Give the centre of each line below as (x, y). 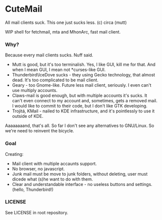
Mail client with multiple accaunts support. (54, 164)
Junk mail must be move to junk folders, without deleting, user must (80, 174)
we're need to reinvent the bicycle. (40, 131)
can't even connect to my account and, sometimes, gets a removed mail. (85, 101)
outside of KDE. (28, 116)
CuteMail (24, 9)
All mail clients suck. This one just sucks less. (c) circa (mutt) (66, 22)
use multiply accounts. (35, 91)
